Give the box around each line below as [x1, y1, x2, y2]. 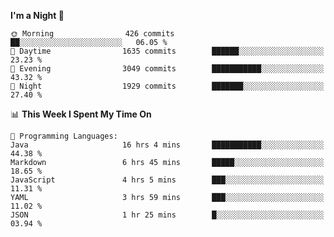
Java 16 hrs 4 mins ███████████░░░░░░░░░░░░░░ [10, 140, 325, 150]
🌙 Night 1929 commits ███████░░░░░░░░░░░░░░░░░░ [10, 81, 325, 91]
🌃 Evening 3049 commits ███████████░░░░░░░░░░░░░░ [10, 64, 325, 74]
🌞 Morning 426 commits [10, 29, 175, 39]
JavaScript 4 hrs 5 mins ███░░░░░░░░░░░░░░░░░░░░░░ [10, 175, 325, 185]
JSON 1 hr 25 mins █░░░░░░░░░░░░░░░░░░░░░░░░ [10, 210, 325, 220]
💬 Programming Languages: [10, 131, 118, 141]
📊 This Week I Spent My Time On [10, 108, 152, 120]
